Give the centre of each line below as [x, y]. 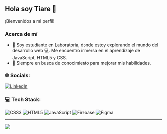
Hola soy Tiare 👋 [31, 9]
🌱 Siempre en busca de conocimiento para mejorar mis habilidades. [82, 63]
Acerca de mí [21, 34]
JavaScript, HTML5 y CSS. [40, 58]
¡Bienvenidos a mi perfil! [30, 21]
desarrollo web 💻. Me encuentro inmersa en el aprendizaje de [76, 51]
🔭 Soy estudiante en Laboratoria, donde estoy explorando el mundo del [85, 45]
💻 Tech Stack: [23, 100]
